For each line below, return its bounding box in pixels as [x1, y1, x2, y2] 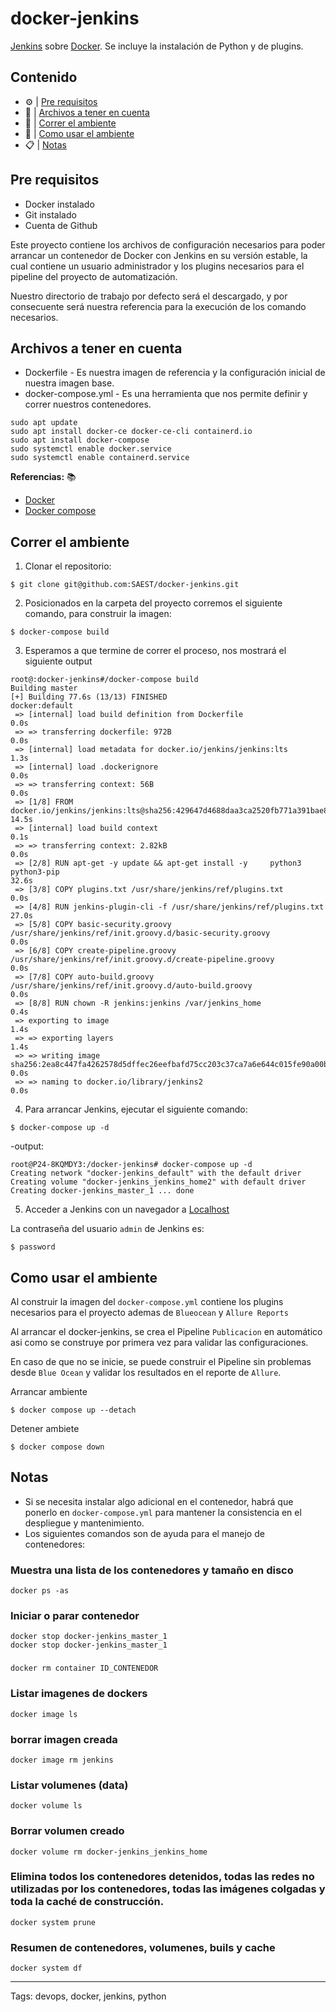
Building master [10, 683, 78, 694]
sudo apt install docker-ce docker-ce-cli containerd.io [10, 427, 253, 437]
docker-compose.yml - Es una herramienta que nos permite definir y [24, 388, 308, 400]
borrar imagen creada [10, 1732, 118, 1746]
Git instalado [24, 208, 77, 221]
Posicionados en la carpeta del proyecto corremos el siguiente [24, 597, 283, 609]
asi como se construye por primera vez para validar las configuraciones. [10, 1337, 309, 1348]
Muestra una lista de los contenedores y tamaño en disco [10, 1563, 294, 1577]
